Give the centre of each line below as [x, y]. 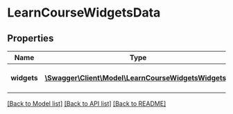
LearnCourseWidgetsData [84, 13]
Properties [31, 38]
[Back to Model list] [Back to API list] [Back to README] [87, 104]
